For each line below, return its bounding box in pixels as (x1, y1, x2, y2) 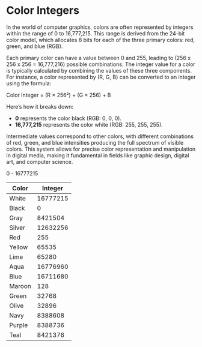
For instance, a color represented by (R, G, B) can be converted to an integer (6, 73, 197, 80)
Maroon (9, 282, 31, 290)
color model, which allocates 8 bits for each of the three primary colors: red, (6, 36, 195, 43)
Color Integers (6, 4, 80, 17)
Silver (9, 223, 26, 232)
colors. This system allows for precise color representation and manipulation (6, 145, 196, 152)
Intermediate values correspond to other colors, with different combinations (6, 133, 194, 140)
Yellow (9, 243, 28, 251)
